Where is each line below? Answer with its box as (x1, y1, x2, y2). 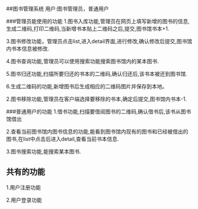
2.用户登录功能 (6, 196, 43, 203)
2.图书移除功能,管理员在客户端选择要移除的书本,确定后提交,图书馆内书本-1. (6, 95, 187, 102)
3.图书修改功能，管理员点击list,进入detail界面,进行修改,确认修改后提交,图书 (6, 38, 187, 44)
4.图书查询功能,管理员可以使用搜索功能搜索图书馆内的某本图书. (6, 58, 159, 65)
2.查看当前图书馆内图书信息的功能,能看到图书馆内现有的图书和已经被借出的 (6, 128, 189, 135)
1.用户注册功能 (6, 184, 41, 191)
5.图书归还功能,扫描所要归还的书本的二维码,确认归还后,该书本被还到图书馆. (6, 70, 188, 77)
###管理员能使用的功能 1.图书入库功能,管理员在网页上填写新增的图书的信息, (6, 18, 190, 25)
